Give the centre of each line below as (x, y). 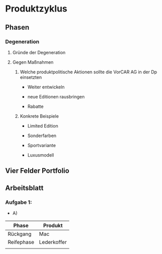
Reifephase (21, 242)
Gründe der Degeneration (39, 52)
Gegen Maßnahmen (33, 62)
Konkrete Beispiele (39, 116)
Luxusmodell (41, 155)
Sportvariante (42, 145)
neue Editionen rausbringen (56, 96)
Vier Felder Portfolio (37, 171)
